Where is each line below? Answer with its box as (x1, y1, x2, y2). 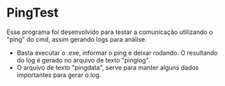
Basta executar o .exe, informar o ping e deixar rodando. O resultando (16, 49, 218, 57)
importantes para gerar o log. (16, 71, 102, 79)
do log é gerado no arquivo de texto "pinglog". (16, 55, 151, 64)
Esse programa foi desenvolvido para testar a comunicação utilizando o (6, 28, 213, 36)
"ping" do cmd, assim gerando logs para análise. (6, 35, 147, 43)
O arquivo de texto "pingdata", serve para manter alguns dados (16, 63, 199, 71)
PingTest (6, 5, 59, 21)
